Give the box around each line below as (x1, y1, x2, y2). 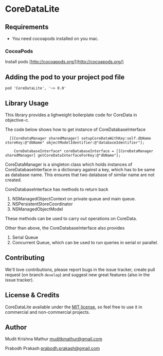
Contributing (5, 254, 45, 262)
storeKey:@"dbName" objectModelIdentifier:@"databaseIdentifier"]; (5, 140, 145, 145)
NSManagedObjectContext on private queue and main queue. (12, 196, 136, 201)
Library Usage (5, 99, 49, 107)
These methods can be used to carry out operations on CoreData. (5, 215, 137, 221)
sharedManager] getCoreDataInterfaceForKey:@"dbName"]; (5, 153, 121, 158)
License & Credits (5, 291, 60, 300)
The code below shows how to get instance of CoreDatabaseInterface (5, 126, 146, 132)
